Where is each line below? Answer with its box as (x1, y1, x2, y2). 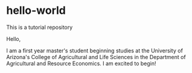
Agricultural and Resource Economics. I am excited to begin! (6, 60, 156, 67)
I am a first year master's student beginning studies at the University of (6, 46, 183, 54)
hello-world (6, 4, 66, 17)
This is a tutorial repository (6, 24, 73, 31)
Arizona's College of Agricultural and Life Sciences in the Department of (6, 53, 186, 60)
